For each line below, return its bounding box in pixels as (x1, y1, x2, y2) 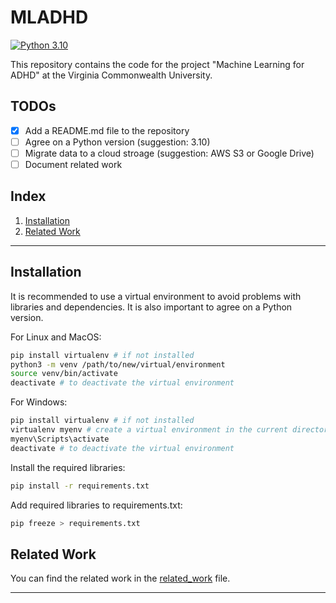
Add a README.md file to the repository (24, 124, 190, 136)
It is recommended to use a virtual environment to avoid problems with (10, 290, 302, 302)
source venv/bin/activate (10, 369, 118, 379)
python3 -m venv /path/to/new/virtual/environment (10, 359, 226, 370)
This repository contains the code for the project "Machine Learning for (10, 58, 305, 70)
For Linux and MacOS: (10, 331, 102, 343)
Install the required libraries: (10, 461, 126, 473)
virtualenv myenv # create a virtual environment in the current (10, 425, 288, 435)
